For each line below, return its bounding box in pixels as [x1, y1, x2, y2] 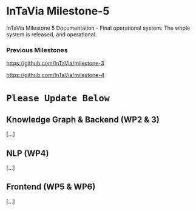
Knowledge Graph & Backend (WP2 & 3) [6, 114, 160, 125]
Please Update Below [6, 93, 110, 104]
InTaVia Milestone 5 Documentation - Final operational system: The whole [6, 24, 191, 32]
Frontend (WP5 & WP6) [6, 182, 96, 192]
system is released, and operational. [6, 30, 97, 38]
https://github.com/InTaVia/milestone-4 [6, 72, 105, 79]
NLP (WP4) [6, 148, 49, 158]
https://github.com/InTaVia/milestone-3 [6, 59, 104, 67]
